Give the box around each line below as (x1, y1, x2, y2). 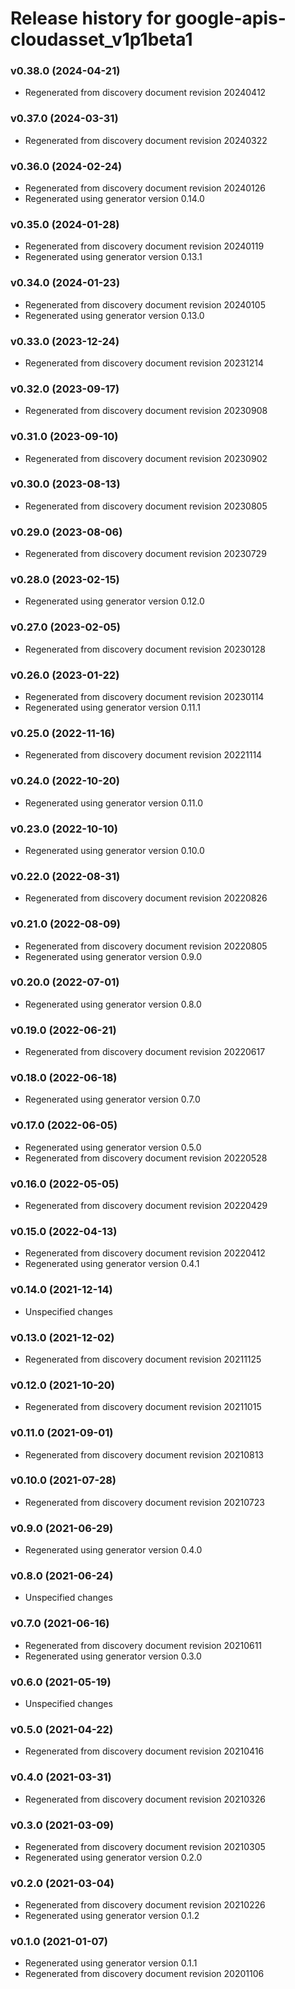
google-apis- (174, 7, 287, 30)
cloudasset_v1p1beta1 (10, 28, 193, 51)
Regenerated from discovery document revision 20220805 (24, 940, 268, 952)
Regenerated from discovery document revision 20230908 (24, 405, 268, 417)
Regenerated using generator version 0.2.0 (24, 1851, 203, 1863)
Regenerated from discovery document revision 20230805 (24, 500, 268, 512)
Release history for (10, 7, 172, 30)
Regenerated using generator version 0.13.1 (24, 251, 203, 263)
